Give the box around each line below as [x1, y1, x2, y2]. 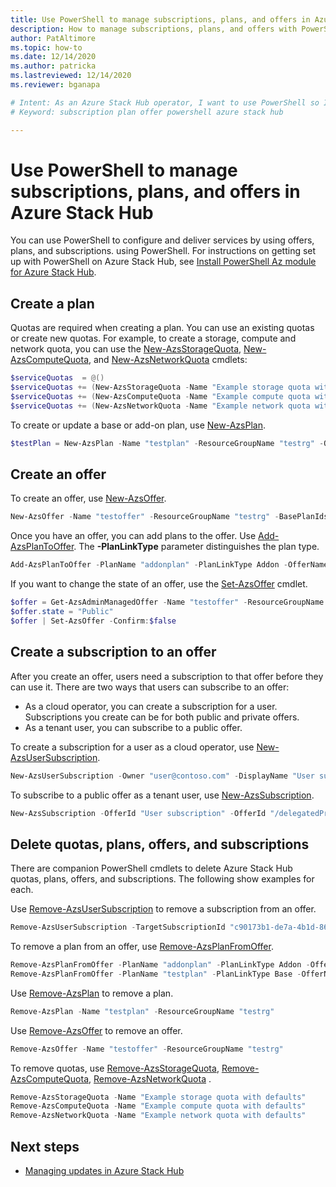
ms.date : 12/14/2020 [10, 52, 97, 62]
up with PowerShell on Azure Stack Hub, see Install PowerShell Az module [10, 256, 317, 268]
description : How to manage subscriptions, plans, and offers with [10, 24, 298, 34]
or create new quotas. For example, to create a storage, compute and [10, 332, 297, 345]
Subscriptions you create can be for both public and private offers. [24, 711, 300, 723]
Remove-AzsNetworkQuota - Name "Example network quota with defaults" [10, 1111, 307, 1121]
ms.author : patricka [10, 61, 97, 71]
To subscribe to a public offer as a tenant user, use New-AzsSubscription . [10, 789, 315, 801]
